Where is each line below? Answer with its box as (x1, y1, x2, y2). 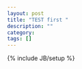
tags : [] (7, 36, 32, 42)
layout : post (7, 10, 44, 17)
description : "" (7, 23, 53, 29)
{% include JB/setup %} (7, 54, 75, 62)
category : (7, 29, 36, 36)
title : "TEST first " (7, 16, 69, 23)
